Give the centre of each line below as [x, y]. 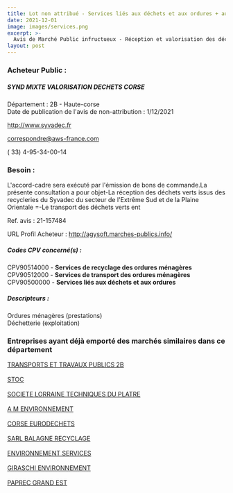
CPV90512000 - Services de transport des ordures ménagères [99, 275]
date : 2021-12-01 [32, 20]
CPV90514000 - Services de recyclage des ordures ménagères [100, 267]
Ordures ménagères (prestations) [55, 316]
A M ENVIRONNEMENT [41, 409]
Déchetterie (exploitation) [44, 323]
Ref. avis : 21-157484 [37, 221]
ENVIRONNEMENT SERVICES [49, 453]
